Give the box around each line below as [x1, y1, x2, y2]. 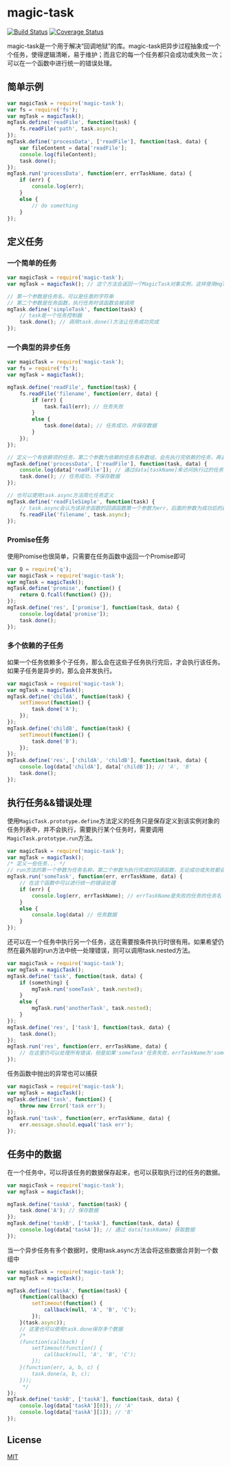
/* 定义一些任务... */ [7, 861, 66, 867]
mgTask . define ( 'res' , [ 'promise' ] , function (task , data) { [7, 604, 180, 611]
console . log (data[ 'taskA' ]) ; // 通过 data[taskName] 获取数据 [19, 1227, 195, 1234]
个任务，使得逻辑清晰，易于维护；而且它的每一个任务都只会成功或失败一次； [7, 50, 224, 59]
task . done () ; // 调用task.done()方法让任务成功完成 [19, 319, 159, 326]
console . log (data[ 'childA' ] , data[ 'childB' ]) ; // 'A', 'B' [19, 763, 192, 770]
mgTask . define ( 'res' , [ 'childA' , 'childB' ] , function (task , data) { [7, 757, 208, 764]
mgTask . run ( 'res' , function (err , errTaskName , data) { [7, 1043, 168, 1051]
